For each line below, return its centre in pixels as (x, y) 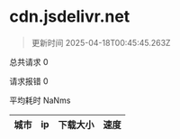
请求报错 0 (29, 81)
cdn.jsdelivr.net (70, 17)
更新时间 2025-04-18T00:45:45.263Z (101, 42)
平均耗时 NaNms (40, 100)
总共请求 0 (29, 61)
